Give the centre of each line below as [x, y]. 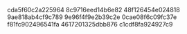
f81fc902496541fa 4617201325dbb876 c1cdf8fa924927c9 [90, 24]
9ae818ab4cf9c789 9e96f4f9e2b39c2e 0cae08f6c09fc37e [92, 17]
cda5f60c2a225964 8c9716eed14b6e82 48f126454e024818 [93, 10]
